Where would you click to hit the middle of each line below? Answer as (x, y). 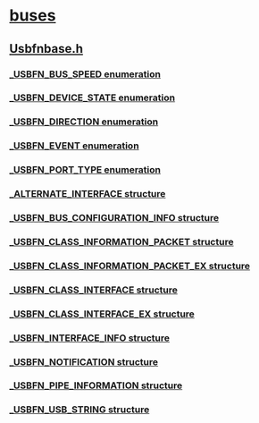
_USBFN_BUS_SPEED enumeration (85, 74)
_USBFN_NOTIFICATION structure (84, 361)
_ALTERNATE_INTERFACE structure (88, 194)
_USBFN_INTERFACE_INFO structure (89, 338)
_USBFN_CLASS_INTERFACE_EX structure (102, 314)
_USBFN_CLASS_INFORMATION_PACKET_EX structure (130, 266)
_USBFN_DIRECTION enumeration (84, 122)
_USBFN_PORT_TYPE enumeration (85, 170)
